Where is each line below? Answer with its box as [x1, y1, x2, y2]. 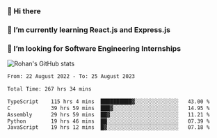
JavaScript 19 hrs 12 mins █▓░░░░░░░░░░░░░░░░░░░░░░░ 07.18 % [7, 124, 210, 131]
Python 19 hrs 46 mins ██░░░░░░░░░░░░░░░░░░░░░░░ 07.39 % [7, 118, 210, 125]
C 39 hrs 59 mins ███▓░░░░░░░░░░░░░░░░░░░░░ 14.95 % [7, 105, 210, 112]
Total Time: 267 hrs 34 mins [7, 86, 92, 93]
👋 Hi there [7, 6, 42, 16]
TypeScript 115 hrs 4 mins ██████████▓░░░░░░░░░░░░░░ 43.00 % [7, 98, 210, 105]
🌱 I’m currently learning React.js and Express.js [7, 24, 170, 34]
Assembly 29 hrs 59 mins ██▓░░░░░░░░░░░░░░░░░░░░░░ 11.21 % [7, 111, 210, 118]
